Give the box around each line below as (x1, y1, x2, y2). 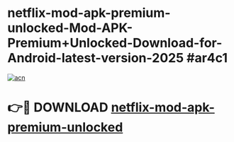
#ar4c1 (186, 50, 228, 66)
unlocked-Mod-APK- (7, 20, 133, 36)
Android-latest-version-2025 (7, 50, 184, 66)
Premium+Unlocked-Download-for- (7, 35, 223, 51)
